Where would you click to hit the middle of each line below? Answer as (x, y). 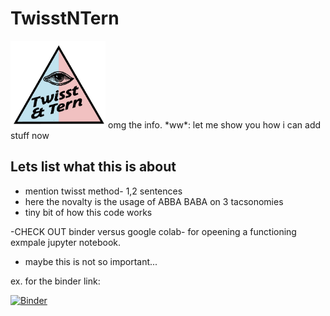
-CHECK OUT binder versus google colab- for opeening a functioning (153, 231)
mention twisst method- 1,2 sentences (103, 191)
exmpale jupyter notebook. (66, 242)
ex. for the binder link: (55, 281)
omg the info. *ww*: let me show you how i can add (215, 124)
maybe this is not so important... (91, 261)
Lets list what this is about (93, 167)
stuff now (30, 135)
